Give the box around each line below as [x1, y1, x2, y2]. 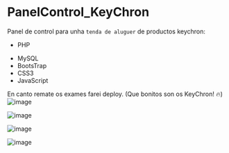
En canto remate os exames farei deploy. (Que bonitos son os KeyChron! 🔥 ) [7, 90, 223, 98]
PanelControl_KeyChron [7, 4, 150, 20]
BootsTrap [17, 61, 47, 70]
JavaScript [17, 76, 49, 84]
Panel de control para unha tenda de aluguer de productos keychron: [7, 27, 206, 35]
